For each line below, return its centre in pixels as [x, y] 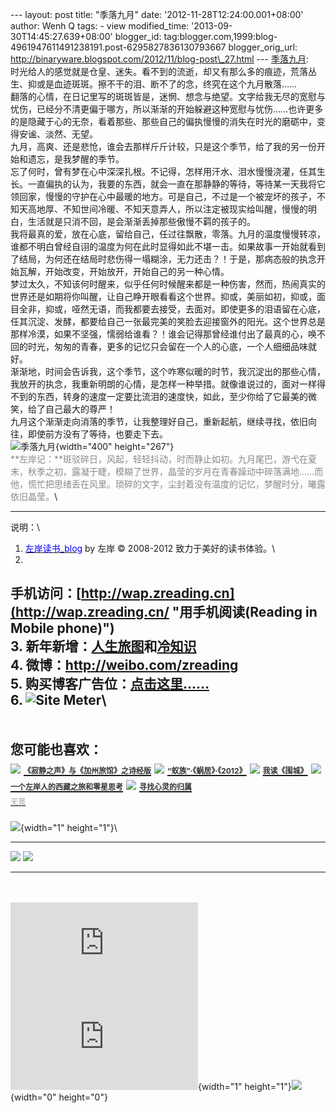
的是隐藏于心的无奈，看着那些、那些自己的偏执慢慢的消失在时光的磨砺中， [163, 121]
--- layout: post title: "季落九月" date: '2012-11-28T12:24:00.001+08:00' [157, 14]
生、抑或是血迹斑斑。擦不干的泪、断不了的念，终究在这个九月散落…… [154, 84]
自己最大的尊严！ [80, 409]
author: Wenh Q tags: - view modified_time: [100, 26]
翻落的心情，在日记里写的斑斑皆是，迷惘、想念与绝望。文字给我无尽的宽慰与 [168, 96]
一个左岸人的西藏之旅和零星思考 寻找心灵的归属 [101, 786]
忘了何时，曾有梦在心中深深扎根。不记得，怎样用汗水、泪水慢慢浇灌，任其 [163, 171]
